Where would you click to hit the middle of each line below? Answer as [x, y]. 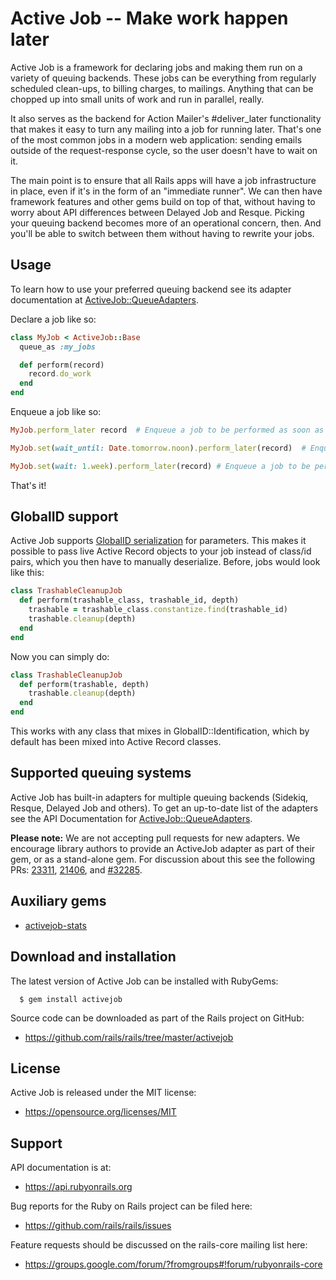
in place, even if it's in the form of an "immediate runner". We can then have [166, 191]
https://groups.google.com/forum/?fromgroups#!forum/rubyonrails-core [173, 1264]
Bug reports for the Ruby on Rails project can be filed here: [131, 1206]
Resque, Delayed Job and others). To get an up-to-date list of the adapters [164, 808]
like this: [27, 573]
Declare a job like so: [53, 319]
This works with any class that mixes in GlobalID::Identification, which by [160, 731]
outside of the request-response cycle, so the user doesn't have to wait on [164, 150]
